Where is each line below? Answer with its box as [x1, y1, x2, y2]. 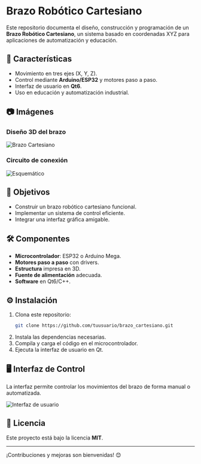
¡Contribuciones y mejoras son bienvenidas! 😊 [6, 451, 121, 458]
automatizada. [6, 389, 42, 397]
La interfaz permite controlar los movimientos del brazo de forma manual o [6, 383, 190, 390]
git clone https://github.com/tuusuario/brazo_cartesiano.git [14, 322, 173, 329]
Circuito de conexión [6, 156, 68, 165]
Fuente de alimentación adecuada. [14, 272, 102, 279]
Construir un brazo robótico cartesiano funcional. [14, 203, 136, 210]
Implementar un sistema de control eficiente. [14, 209, 126, 216]
